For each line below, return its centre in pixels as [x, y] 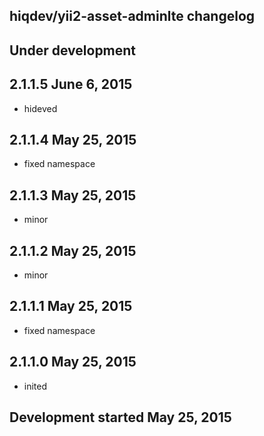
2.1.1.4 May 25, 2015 [73, 139]
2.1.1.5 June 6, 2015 [71, 84]
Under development [73, 50]
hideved [40, 108]
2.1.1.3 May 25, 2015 [73, 195]
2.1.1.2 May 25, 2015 [73, 250]
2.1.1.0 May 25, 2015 [73, 362]
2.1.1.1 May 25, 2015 [71, 306]
